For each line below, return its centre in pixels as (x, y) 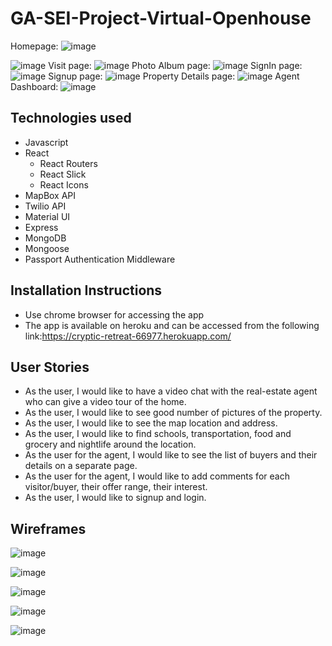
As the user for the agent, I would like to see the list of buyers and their (171, 455)
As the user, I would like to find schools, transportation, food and (158, 434)
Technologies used (71, 118)
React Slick (63, 174)
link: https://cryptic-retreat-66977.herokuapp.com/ (128, 336)
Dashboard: (34, 86)
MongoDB (45, 238)
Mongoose (47, 248)
